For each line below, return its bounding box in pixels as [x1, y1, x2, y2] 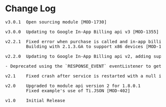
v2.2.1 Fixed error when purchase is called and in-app [5, 39, 146, 44]
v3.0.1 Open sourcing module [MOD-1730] [5, 19, 107, 25]
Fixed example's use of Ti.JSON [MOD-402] [26, 88, 130, 93]
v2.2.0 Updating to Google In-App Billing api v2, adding [5, 53, 152, 59]
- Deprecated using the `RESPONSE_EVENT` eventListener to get [5, 63, 162, 69]
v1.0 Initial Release [5, 98, 65, 103]
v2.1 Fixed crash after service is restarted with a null [5, 73, 157, 79]
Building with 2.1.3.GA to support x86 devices [26, 44, 143, 49]
